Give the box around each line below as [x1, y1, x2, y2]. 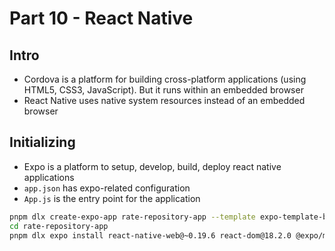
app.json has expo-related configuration [23, 182, 191, 194]
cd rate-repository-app [9, 221, 109, 231]
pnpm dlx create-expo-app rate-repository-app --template [9, 212, 256, 222]
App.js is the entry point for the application [23, 192, 201, 204]
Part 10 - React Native [9, 7, 194, 30]
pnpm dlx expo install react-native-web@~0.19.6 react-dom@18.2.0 [9, 230, 292, 241]
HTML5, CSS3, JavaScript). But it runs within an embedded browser [23, 84, 304, 96]
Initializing [9, 134, 76, 151]
